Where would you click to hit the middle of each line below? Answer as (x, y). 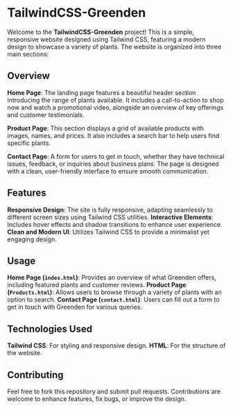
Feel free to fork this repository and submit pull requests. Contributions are (114, 391)
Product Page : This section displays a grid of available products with (106, 128)
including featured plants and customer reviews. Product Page (97, 285)
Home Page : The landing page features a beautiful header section (102, 92)
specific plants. (29, 143)
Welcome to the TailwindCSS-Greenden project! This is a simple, (101, 32)
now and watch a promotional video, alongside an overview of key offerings (115, 107)
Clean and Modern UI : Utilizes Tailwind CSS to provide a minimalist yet (108, 232)
